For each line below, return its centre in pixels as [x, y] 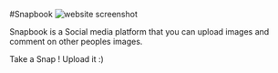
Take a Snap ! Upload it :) [57, 59]
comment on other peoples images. [76, 42]
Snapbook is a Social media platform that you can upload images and [139, 31]
